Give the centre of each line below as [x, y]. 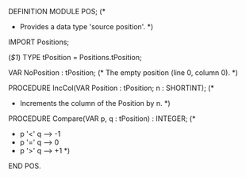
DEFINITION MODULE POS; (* [57, 11]
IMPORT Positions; [39, 42]
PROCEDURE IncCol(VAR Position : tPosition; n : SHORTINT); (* [111, 88]
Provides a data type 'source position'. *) [86, 26]
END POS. [25, 166]
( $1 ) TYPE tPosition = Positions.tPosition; [75, 57]
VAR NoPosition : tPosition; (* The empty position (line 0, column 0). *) [123, 73]
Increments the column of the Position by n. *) [95, 103]
